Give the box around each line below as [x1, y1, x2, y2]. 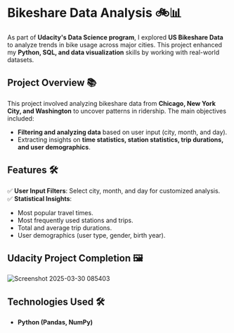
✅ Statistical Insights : [7, 194, 72, 202]
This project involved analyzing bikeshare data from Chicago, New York [7, 99, 216, 107]
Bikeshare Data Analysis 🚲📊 [7, 5, 182, 21]
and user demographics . [17, 143, 91, 151]
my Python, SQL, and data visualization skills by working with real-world [7, 48, 220, 56]
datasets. [7, 55, 34, 63]
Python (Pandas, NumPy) [17, 318, 93, 327]
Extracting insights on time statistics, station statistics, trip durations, [17, 135, 223, 144]
